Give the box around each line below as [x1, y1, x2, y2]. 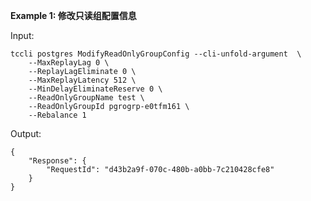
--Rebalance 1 [28, 110, 87, 120]
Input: [10, 30, 35, 41]
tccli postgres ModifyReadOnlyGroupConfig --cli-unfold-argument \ [10, 49, 302, 59]
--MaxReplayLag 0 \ [28, 58, 110, 68]
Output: [10, 128, 42, 139]
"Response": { [28, 156, 87, 166]
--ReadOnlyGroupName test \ [28, 93, 145, 103]
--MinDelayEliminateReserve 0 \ [28, 84, 163, 94]
